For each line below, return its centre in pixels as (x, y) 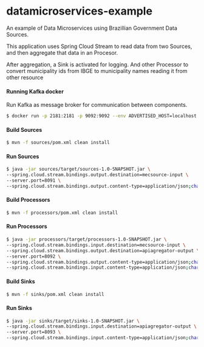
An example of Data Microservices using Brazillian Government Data (92, 28)
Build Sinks (21, 281)
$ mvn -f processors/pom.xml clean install (62, 213)
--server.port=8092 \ (34, 256)
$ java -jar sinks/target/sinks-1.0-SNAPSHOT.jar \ (73, 321)
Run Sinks (19, 308)
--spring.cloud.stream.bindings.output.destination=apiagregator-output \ (103, 250)
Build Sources (24, 129)
